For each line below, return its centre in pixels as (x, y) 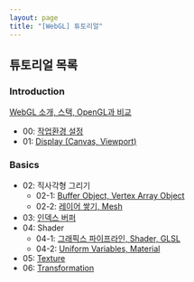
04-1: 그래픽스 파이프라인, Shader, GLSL (108, 239)
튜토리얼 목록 (44, 65)
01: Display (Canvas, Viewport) (79, 142)
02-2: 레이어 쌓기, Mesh (79, 207)
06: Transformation (58, 268)
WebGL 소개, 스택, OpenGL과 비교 (71, 112)
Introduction (37, 91)
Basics (24, 165)
